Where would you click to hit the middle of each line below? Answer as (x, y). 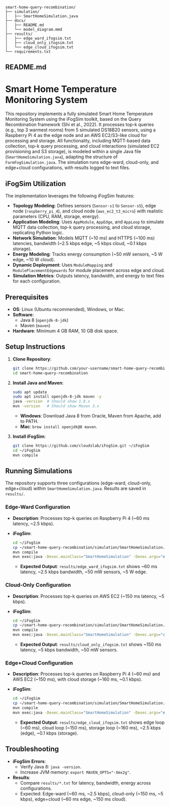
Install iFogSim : (29, 437)
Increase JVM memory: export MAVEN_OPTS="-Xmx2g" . (75, 772)
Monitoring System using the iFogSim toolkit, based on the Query (73, 119)
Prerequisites (27, 297)
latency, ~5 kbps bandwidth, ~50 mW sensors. (69, 650)
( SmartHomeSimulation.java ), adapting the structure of (61, 157)
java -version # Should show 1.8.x (51, 401)
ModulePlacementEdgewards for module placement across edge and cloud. (89, 270)
